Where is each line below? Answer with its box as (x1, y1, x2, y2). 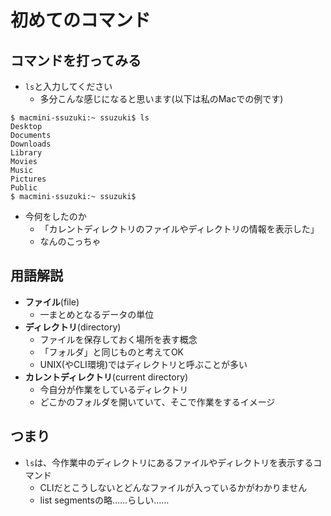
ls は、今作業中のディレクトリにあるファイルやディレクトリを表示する (24, 456, 314, 468)
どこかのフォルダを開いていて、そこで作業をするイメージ (39, 396, 276, 408)
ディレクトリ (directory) (24, 321, 122, 333)
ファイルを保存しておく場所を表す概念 (39, 333, 198, 345)
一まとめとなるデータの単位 (39, 308, 155, 320)
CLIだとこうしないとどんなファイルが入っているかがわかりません (39, 481, 308, 493)
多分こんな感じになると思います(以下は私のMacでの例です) (39, 93, 284, 105)
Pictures (10, 174, 47, 184)
